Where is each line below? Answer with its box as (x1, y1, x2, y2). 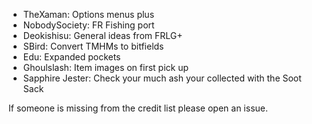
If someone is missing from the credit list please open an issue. (8, 102, 268, 114)
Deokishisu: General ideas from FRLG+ (22, 30, 183, 41)
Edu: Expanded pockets (22, 51, 121, 63)
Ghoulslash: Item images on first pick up (22, 62, 190, 73)
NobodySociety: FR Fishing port (22, 19, 155, 31)
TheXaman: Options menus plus (22, 9, 155, 20)
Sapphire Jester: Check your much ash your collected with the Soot (22, 72, 302, 84)
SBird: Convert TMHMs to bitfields (22, 40, 165, 52)
